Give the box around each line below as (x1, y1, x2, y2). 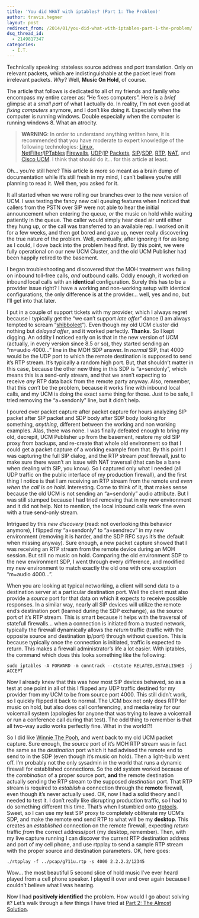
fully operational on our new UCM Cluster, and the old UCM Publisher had (7, 248, 187, 255)
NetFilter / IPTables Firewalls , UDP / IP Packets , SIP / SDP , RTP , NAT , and (21, 149, 191, 156)
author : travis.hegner (7, 14, 63, 20)
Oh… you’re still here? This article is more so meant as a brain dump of (7, 167, 179, 174)
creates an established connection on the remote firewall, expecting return (7, 821, 189, 829)
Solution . (7, 906, 28, 913)
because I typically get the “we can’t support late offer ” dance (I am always (7, 314, 191, 322)
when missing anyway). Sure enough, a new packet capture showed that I (7, 539, 187, 546)
